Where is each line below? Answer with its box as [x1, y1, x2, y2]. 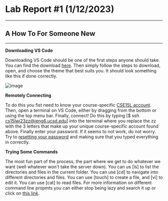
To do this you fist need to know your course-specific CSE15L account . [5, 102, 151, 108]
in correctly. [5, 139, 30, 145]
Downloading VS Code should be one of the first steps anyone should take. [5, 57, 160, 63]
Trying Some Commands [5, 149, 58, 155]
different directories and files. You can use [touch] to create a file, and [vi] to [5, 174, 163, 180]
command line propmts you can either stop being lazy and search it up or [5, 185, 156, 191]
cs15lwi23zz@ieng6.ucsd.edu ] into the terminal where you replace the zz [5, 118, 156, 124]
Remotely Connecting [5, 92, 51, 98]
